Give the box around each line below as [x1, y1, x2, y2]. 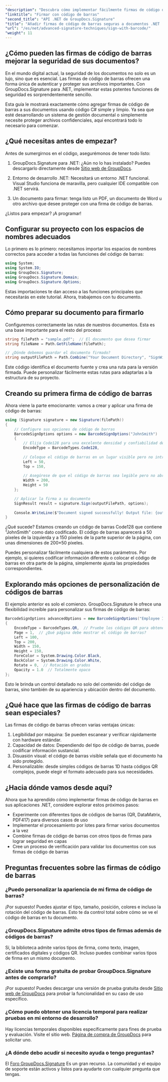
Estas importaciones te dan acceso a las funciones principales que [5, 288, 143, 294]
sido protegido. [12, 758, 44, 764]
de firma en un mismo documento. [5, 955, 76, 961]
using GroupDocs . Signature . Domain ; [5, 275, 79, 280]
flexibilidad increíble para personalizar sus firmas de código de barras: [5, 607, 151, 613]
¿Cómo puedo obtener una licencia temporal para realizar [5, 1008, 148, 1015]
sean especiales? [5, 709, 61, 717]
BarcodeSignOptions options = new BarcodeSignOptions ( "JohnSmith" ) [14, 431, 157, 436]
